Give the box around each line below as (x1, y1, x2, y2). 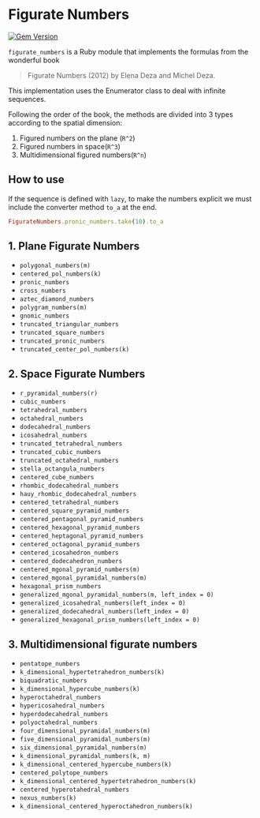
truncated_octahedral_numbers (19, 456, 120, 465)
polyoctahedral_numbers (19, 719, 98, 727)
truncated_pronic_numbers (19, 337, 105, 345)
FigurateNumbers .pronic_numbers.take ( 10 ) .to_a (8, 217, 164, 226)
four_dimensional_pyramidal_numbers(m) (19, 727, 151, 735)
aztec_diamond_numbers (19, 295, 95, 303)
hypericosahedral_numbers (19, 702, 105, 710)
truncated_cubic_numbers (19, 448, 102, 456)
